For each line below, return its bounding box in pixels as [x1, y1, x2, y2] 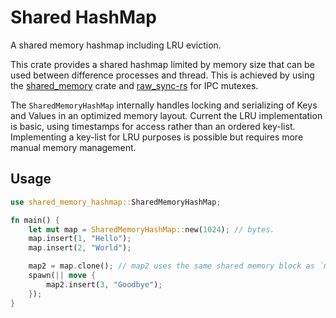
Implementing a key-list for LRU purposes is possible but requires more [10, 131, 304, 143]
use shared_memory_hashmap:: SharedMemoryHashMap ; [10, 197, 222, 207]
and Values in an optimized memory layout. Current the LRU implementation [10, 109, 323, 121]
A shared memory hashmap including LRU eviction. [10, 39, 222, 51]
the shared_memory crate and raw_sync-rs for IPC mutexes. [10, 79, 259, 91]
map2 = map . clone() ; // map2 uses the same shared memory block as [28, 261, 315, 271]
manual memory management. [10, 141, 137, 153]
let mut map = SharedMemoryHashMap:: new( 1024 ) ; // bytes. [28, 224, 275, 235]
